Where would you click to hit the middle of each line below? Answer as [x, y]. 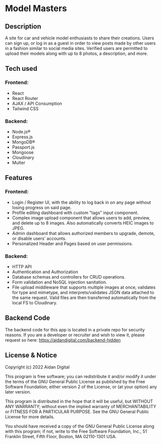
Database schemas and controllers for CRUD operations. [69, 277]
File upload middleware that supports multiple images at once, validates [84, 287]
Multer [19, 163]
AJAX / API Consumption [37, 103]
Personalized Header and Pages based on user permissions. [73, 244]
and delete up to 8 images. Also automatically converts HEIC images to [83, 223]
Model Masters [36, 8]
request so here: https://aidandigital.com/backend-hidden [63, 340]
